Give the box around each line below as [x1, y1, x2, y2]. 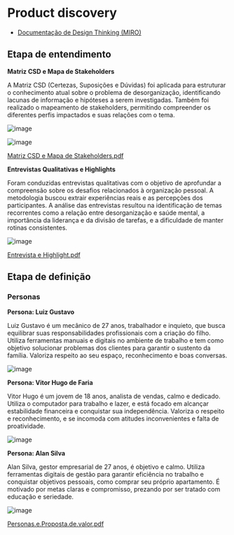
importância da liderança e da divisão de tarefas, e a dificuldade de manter [7, 216, 224, 224]
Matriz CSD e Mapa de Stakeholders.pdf [7, 151, 124, 159]
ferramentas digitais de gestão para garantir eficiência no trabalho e [7, 470, 205, 479]
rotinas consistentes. [7, 223, 68, 232]
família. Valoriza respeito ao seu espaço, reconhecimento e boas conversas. [7, 351, 228, 359]
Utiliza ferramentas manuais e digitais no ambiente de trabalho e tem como [7, 336, 224, 345]
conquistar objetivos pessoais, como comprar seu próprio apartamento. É [7, 477, 220, 486]
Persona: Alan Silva [7, 449, 65, 458]
